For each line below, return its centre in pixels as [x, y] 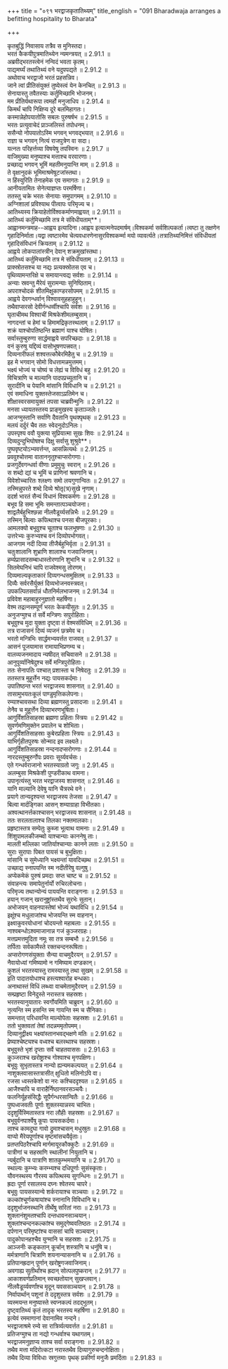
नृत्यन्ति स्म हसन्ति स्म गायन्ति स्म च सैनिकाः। [57, 1010]
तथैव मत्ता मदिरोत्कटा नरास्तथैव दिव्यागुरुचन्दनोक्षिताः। [66, 1350]
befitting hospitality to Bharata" [52, 19]
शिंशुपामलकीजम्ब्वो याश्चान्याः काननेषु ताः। [53, 836]
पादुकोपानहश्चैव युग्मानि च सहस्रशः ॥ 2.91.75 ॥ [61, 1239]
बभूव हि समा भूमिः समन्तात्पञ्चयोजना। [48, 504]
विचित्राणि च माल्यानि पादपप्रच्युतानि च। [49, 378]
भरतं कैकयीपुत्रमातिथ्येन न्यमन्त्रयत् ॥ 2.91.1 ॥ [59, 54]
